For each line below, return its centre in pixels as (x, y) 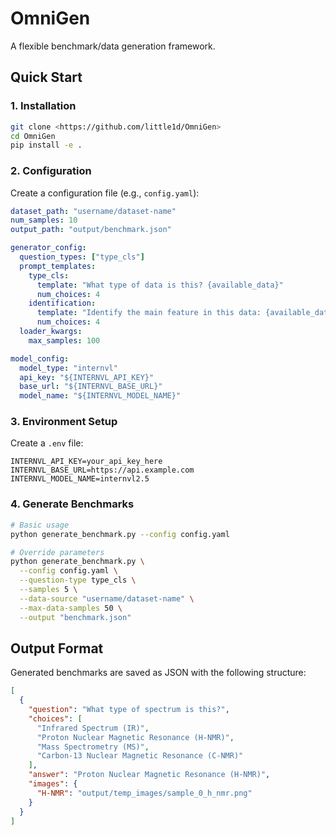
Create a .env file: (47, 443)
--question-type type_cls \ (78, 580)
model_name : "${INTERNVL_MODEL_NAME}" (100, 396)
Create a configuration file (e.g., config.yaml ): (105, 193)
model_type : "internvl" (68, 368)
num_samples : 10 (44, 220)
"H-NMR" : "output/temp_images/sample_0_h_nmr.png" (144, 793)
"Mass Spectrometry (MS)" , (93, 747)
